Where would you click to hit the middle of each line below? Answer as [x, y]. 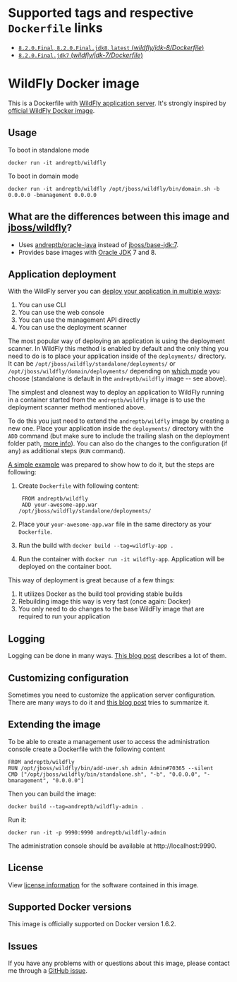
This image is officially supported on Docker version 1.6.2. [92, 924]
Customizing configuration [68, 678]
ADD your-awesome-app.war [60, 505]
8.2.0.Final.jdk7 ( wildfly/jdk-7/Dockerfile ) [80, 55]
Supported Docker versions [70, 907]
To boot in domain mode [43, 176]
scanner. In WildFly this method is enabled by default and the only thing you [118, 349]
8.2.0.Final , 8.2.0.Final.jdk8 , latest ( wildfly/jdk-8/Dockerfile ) [111, 47]
